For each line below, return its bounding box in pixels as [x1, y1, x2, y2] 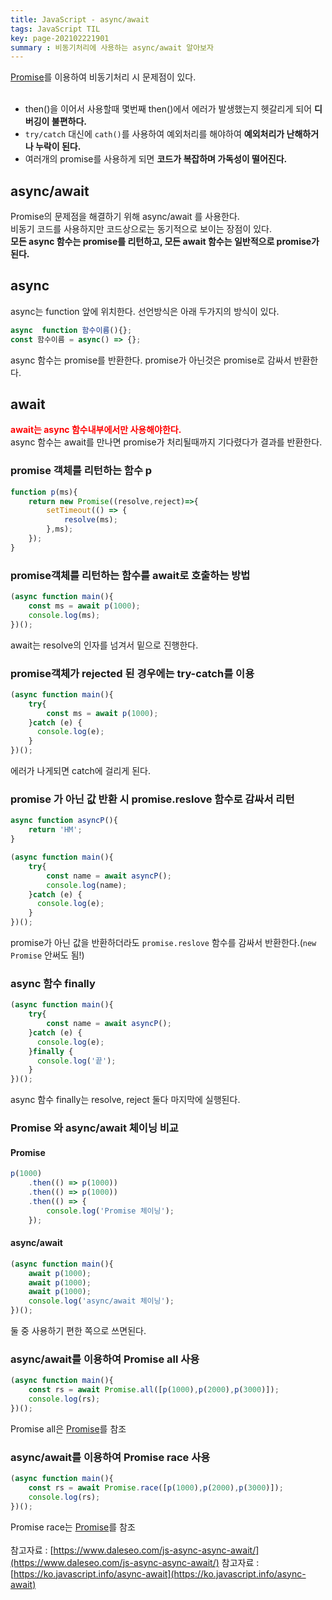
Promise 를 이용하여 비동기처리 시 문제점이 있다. [10, 71, 197, 83]
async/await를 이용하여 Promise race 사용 [10, 1450, 211, 1464]
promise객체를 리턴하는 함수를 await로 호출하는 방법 [10, 568, 251, 582]
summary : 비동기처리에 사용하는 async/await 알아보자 [10, 42, 214, 53]
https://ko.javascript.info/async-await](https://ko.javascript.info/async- [13, 1567, 307, 1580]
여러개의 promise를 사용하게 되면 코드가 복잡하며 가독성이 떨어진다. [24, 153, 288, 165]
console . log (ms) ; [28, 610, 101, 620]
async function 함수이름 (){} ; [10, 325, 133, 335]
